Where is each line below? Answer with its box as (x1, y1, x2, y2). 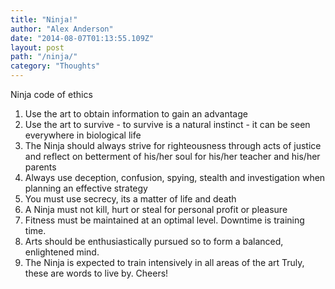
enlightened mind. (24, 246, 100, 258)
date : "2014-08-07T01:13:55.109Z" (10, 33, 155, 43)
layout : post (10, 42, 65, 53)
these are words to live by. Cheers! (24, 267, 169, 279)
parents (24, 161, 57, 173)
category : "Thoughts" (10, 61, 101, 71)
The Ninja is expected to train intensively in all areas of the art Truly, (24, 257, 305, 268)
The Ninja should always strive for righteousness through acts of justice (24, 140, 322, 151)
